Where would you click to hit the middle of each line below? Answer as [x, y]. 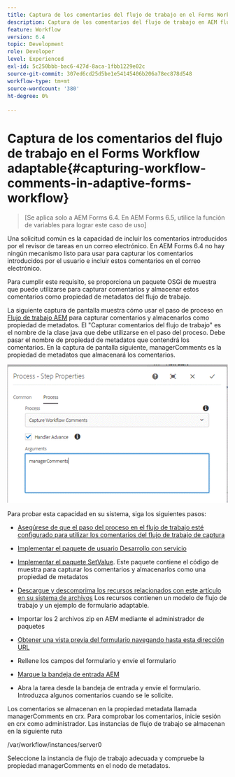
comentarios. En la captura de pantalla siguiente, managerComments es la [114, 348]
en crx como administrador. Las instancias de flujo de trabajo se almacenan [116, 724]
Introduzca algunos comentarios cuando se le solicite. [95, 695]
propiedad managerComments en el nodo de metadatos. [89, 766]
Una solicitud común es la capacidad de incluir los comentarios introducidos [117, 238]
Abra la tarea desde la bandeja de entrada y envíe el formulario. [109, 688]
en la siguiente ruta [35, 732]
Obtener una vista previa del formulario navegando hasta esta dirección [121, 640]
